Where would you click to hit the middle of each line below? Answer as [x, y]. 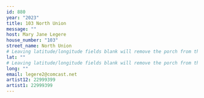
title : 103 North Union [36, 23]
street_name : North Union [39, 46]
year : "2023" [23, 18]
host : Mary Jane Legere [36, 35]
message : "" [21, 29]
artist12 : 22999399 [31, 80]
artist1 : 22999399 [29, 86]
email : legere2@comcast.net [42, 74]
